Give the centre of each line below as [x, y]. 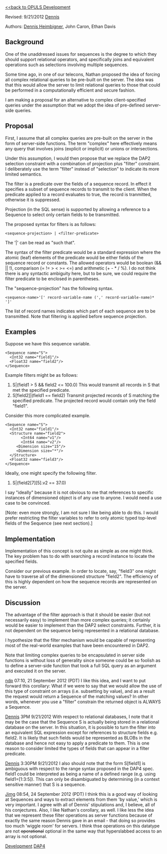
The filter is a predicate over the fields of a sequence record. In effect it [78, 184]
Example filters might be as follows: [42, 375]
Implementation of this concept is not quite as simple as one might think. [80, 551]
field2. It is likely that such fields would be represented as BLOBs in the [78, 738]
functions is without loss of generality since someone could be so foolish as [83, 660]
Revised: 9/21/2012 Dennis [32, 17]
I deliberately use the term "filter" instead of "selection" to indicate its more [82, 169]
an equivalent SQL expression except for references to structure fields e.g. [82, 733]
